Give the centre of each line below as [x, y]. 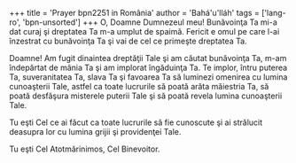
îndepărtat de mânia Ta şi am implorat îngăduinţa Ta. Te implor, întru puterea [148, 67]
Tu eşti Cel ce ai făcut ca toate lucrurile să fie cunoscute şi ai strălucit [136, 122]
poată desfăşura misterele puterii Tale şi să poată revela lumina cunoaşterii [146, 96]
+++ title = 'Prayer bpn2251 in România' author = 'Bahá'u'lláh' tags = [134, 13]
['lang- [273, 13]
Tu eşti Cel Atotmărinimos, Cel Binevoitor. [85, 149]
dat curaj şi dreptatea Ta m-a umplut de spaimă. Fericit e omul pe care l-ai [144, 31]
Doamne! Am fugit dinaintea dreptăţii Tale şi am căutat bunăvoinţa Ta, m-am [148, 58]
